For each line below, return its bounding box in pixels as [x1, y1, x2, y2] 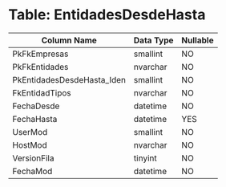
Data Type [133, 35, 174, 46]
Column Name [41, 35, 98, 46]
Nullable [181, 35, 214, 46]
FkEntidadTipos [12, 87, 72, 98]
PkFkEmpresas [12, 48, 69, 59]
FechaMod [12, 165, 53, 177]
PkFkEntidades [12, 61, 69, 72]
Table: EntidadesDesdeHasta [8, 6, 206, 24]
